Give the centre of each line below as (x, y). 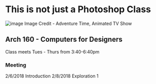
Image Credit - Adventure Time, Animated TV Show (78, 23)
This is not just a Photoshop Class (78, 9)
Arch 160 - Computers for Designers (64, 39)
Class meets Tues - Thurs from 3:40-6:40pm (53, 51)
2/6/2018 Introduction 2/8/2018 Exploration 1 (52, 76)
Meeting (16, 65)
